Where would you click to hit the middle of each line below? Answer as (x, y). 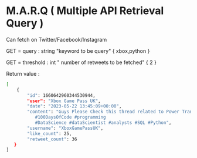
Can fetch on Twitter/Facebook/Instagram (57, 39)
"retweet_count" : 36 (52, 139)
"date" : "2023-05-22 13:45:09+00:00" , (74, 106)
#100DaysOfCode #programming (71, 117)
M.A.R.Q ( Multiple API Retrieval (85, 11)
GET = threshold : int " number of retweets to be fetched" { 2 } (81, 62)
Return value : (23, 73)
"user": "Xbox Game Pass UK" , (64, 101)
